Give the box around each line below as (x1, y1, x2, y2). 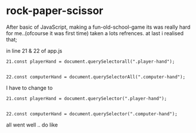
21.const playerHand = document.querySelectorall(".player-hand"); (6, 59, 175, 64)
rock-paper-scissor (6, 4, 104, 18)
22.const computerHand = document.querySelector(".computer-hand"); (6, 111, 178, 117)
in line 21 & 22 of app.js (6, 47, 63, 54)
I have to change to (6, 84, 53, 91)
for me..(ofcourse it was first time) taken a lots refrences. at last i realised (6, 29, 184, 36)
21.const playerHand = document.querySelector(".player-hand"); (6, 96, 167, 101)
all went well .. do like (6, 121, 58, 128)
